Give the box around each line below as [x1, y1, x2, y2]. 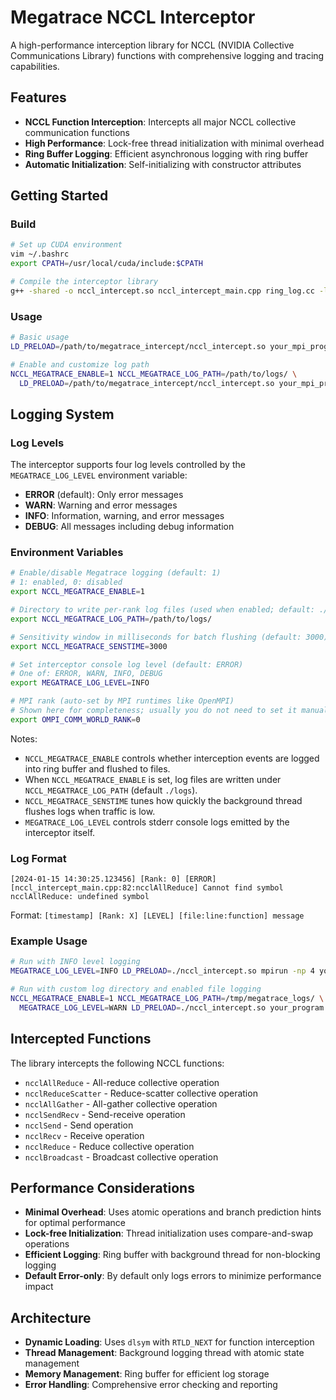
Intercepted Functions [10, 1031, 152, 1048]
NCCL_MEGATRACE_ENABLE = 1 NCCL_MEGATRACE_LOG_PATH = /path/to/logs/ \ [10, 369, 298, 379]
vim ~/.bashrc [10, 249, 70, 260]
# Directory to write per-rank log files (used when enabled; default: [10, 605, 315, 615]
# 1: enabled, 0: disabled [10, 577, 123, 588]
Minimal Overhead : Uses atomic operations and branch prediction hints [24, 1206, 322, 1218]
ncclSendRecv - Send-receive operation [24, 1108, 186, 1120]
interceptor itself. [24, 826, 96, 838]
